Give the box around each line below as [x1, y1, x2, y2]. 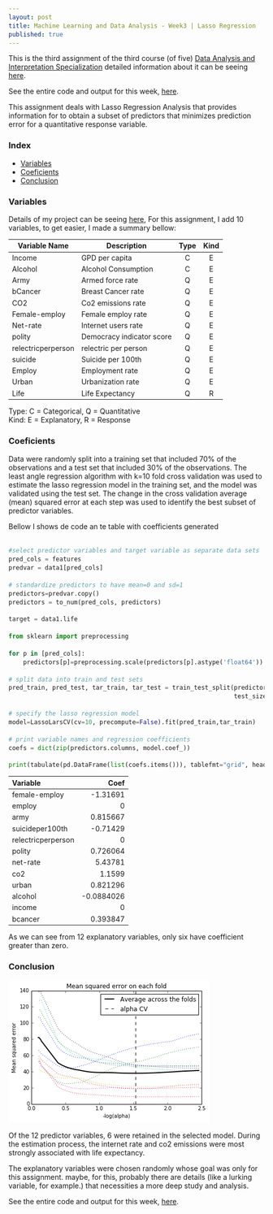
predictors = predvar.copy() [8, 589, 100, 597]
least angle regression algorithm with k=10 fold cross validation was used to [8, 471, 262, 481]
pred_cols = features [8, 555, 82, 564]
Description [106, 241, 147, 251]
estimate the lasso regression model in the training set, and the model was [8, 479, 258, 489]
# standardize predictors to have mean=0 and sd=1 [8, 581, 184, 589]
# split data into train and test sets [8, 675, 144, 683]
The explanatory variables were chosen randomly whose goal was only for [8, 1164, 258, 1173]
